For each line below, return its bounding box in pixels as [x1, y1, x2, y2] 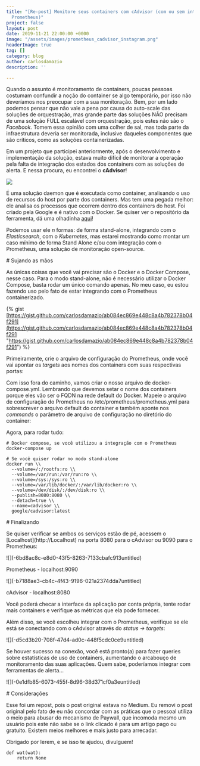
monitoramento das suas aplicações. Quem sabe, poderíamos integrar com [6, 660, 191, 668]
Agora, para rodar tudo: [6, 429, 64, 436]
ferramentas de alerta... [6, 667, 64, 674]
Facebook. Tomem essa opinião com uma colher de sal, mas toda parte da [6, 123, 189, 131]
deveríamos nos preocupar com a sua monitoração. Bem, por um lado [6, 98, 178, 106]
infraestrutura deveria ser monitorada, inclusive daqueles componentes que [6, 130, 192, 137]
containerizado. [6, 294, 45, 301]
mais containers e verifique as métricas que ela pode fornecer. [6, 607, 160, 614]
